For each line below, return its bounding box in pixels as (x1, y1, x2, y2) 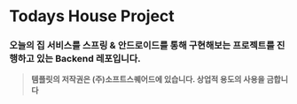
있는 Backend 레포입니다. (36, 53, 141, 65)
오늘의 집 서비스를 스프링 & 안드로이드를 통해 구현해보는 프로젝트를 (9, 40, 275, 52)
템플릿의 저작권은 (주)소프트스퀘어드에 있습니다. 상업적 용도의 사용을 (30, 74, 265, 85)
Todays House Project (9, 6, 175, 26)
